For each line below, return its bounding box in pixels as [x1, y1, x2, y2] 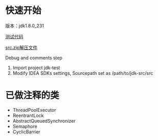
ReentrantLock [12, 112, 44, 118]
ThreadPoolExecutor [12, 107, 56, 113]
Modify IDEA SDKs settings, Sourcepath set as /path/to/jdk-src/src [12, 70, 153, 76]
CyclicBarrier [12, 129, 41, 135]
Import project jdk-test [12, 65, 60, 71]
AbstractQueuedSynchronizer [12, 117, 76, 124]
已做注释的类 [5, 90, 60, 102]
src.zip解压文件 [5, 44, 38, 50]
